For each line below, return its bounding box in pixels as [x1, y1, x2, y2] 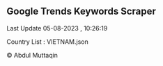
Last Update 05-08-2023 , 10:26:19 [6, 24, 108, 32]
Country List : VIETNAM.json [6, 38, 88, 46]
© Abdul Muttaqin [6, 51, 59, 59]
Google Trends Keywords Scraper [6, 6, 156, 17]
